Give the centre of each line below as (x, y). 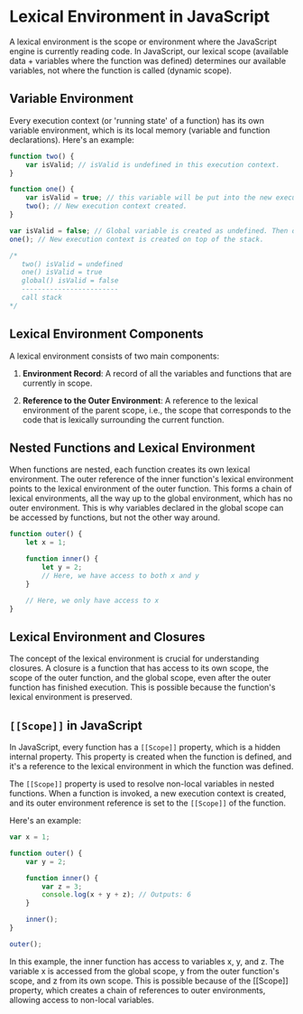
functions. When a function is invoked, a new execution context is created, (148, 793)
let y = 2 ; (62, 567)
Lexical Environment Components (107, 335)
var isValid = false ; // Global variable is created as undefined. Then (149, 231)
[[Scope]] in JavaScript (76, 726)
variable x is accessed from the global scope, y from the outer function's (144, 971)
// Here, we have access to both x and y (121, 575)
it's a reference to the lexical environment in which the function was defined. (151, 766)
